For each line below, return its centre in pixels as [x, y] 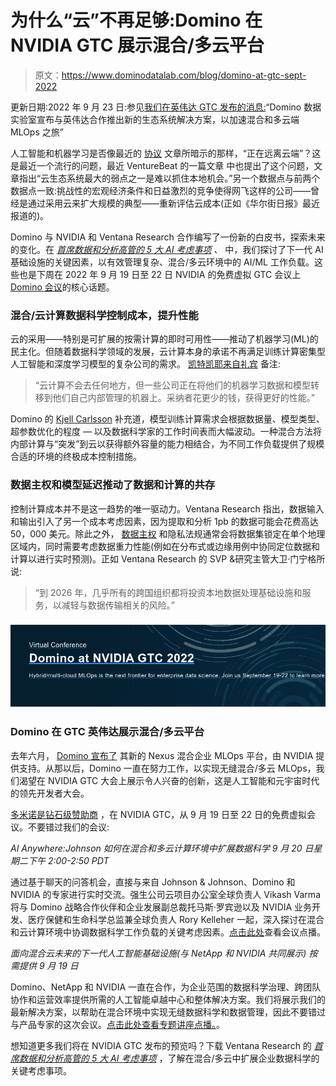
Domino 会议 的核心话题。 [62, 287]
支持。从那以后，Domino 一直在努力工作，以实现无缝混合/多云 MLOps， [167, 768]
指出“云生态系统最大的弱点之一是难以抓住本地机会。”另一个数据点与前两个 [169, 178]
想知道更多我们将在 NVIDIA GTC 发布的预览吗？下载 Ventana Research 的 [161, 1045]
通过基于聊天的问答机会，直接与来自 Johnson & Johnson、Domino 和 [153, 882]
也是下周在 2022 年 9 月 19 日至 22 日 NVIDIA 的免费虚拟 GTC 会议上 [160, 274]
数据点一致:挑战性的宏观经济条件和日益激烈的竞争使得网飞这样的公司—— [161, 190]
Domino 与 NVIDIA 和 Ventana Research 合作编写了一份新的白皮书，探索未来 [168, 237]
